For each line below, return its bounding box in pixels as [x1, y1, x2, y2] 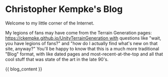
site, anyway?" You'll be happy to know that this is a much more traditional [5, 45, 159, 51]
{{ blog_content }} [5, 66, 43, 72]
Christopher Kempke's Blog [5, 3, 123, 15]
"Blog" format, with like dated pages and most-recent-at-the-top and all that [5, 51, 163, 57]
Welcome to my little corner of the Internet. [5, 20, 95, 26]
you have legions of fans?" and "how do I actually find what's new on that [5, 40, 158, 46]
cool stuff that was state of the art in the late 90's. [5, 56, 109, 62]
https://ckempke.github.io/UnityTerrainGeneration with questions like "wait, [5, 35, 161, 41]
